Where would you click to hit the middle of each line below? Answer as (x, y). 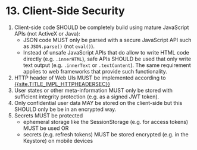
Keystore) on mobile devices (58, 141)
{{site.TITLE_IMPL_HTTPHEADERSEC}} (62, 84)
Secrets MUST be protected (49, 115)
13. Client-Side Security (65, 11)
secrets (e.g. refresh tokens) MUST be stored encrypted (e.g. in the (106, 134)
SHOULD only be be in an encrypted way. (65, 109)
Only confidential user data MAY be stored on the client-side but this (98, 103)
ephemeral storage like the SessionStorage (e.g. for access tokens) (106, 122)
